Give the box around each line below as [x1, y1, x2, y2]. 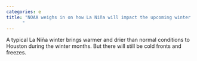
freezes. [6, 49, 27, 56]
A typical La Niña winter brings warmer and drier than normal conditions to [6, 36, 190, 44]
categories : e [6, 8, 42, 15]
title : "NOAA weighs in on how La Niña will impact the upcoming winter [6, 14, 191, 20]
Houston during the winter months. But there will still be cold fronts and [6, 42, 182, 50]
